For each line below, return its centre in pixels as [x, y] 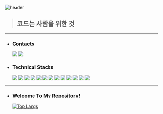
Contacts [23, 44]
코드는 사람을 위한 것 [46, 24]
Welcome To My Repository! [46, 96]
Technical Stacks [33, 67]
